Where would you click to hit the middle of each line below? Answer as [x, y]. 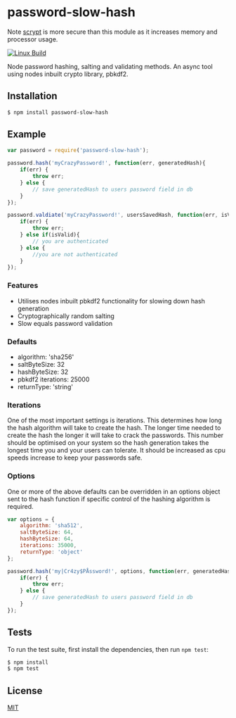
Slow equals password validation [65, 323]
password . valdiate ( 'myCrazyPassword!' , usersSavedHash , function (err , [113, 215]
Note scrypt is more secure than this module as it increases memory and [112, 32]
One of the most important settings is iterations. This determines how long [115, 420]
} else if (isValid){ [50, 235]
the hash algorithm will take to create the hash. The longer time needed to [114, 428]
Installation [32, 96]
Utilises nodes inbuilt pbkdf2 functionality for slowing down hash [111, 301]
